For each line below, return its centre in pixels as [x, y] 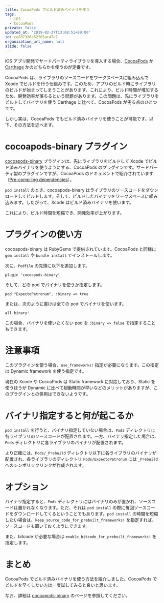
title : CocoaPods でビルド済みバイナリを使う [47, 10]
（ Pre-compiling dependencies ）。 [40, 180]
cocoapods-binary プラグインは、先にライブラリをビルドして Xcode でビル [81, 161]
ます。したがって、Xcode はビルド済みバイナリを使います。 [73, 202]
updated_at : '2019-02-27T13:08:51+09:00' [48, 32]
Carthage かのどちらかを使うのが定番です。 [49, 67]
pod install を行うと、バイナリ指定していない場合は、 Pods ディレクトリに [80, 430]
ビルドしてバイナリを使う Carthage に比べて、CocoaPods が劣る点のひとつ [81, 102]
